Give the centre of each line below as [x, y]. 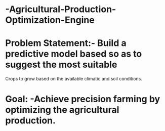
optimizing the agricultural [62, 110]
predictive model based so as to [74, 54]
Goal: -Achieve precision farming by [83, 99]
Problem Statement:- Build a [66, 43]
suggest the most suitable [61, 65]
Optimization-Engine [50, 20]
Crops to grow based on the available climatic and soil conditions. [74, 79]
